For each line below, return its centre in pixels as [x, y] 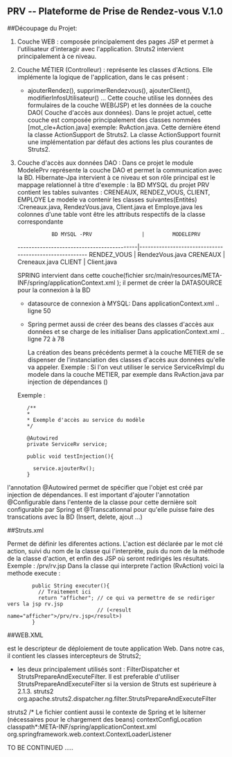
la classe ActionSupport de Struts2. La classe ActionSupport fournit [124, 134]
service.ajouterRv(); [64, 468]
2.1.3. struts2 [35, 691]
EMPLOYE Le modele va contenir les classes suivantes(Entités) [107, 199]
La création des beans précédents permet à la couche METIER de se [125, 352]
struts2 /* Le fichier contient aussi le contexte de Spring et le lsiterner [107, 712]
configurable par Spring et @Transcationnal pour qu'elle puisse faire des [111, 509]
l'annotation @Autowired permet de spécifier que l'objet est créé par [105, 487]
